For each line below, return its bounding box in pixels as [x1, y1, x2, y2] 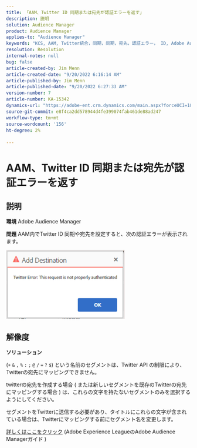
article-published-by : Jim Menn [6, 78, 85, 83]
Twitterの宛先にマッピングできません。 [6, 368, 100, 376]
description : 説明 [6, 15, 49, 22]
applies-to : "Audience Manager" [6, 34, 85, 41]
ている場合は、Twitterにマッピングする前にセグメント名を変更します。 [6, 415, 177, 423]
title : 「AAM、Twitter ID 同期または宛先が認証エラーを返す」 [6, 9, 145, 15]
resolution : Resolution [6, 47, 64, 53]
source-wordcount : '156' [6, 121, 67, 127]
